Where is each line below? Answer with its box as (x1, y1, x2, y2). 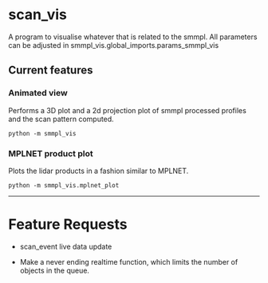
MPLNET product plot (8, 147, 93, 159)
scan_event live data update (19, 242, 112, 251)
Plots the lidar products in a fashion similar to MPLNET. (8, 166, 189, 175)
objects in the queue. (19, 265, 90, 275)
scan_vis (8, 6, 68, 24)
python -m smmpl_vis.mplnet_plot (8, 181, 120, 189)
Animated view (8, 88, 68, 99)
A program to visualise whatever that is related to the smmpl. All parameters (8, 32, 258, 41)
